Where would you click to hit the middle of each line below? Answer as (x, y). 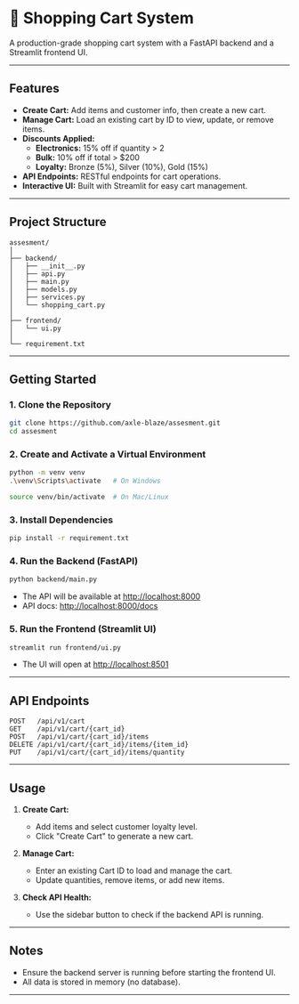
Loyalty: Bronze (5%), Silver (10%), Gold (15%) (122, 166)
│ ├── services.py (48, 297)
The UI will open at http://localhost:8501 (95, 664)
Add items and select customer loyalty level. (117, 827)
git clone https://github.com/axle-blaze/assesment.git (115, 423)
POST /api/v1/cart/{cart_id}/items (79, 737)
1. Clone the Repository (60, 404)
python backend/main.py (53, 579)
